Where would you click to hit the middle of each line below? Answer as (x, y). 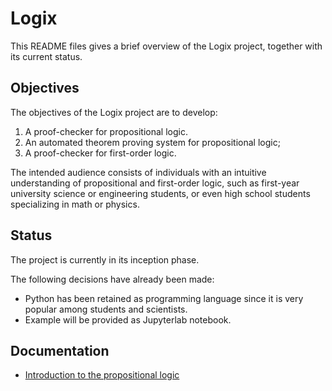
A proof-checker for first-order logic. (100, 153)
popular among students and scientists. (106, 309)
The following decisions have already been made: (112, 279)
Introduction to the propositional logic (102, 375)
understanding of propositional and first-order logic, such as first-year (155, 183)
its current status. (46, 56)
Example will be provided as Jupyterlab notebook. (128, 319)
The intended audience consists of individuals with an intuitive (138, 172)
